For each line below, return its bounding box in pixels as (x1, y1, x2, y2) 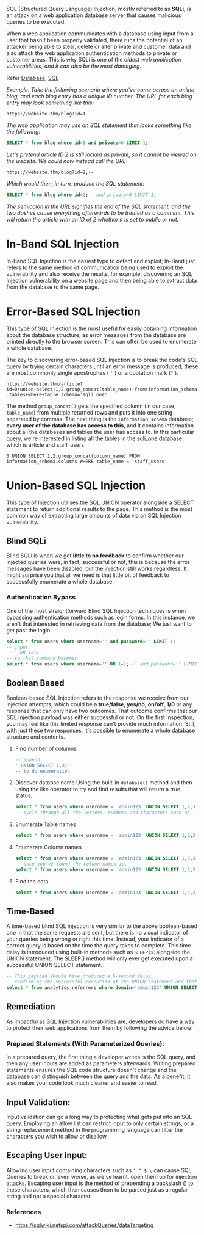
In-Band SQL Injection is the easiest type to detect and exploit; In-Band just (6, 257, 195, 264)
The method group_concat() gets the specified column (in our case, (6, 402, 176, 410)
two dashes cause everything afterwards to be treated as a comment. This (6, 209, 195, 216)
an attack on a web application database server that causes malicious (6, 12, 181, 19)
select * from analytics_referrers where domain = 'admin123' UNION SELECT (6, 985, 198, 991)
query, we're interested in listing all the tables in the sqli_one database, (6, 435, 184, 442)
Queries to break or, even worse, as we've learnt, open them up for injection (6, 1173, 197, 1180)
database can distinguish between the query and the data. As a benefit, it (6, 1073, 191, 1080)
